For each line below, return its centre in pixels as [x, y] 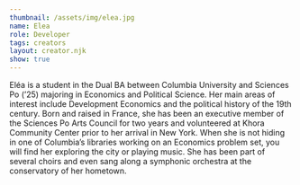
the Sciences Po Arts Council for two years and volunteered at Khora [137, 123]
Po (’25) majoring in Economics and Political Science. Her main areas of [142, 94]
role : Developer [40, 34]
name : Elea [30, 26]
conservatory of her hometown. [68, 171]
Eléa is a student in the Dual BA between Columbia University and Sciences [150, 85]
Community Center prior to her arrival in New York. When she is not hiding [147, 132]
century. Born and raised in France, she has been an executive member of [147, 114]
